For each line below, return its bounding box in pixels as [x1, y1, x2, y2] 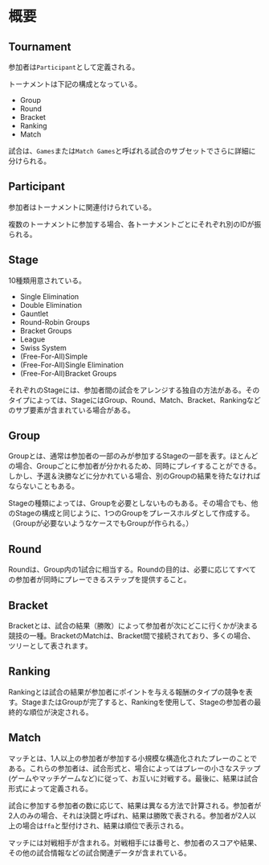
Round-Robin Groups [19, 317, 91, 326]
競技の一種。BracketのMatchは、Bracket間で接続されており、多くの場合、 [8, 631, 255, 641]
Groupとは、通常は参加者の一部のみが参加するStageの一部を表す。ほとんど [8, 451, 259, 461]
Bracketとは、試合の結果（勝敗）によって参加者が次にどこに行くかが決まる [8, 621, 259, 631]
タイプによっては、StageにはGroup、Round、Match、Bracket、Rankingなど [8, 395, 261, 404]
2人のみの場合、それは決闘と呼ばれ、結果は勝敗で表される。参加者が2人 [8, 810, 250, 820]
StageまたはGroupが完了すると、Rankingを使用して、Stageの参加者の [21, 697, 255, 707]
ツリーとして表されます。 [8, 641, 92, 651]
